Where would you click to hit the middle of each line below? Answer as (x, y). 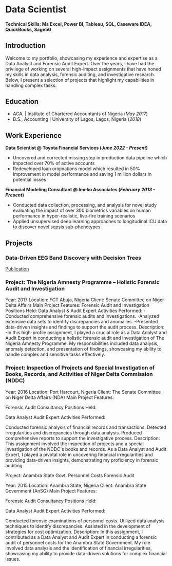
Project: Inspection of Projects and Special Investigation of (80, 368)
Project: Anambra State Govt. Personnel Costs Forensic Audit (70, 475)
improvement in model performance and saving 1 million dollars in (82, 174)
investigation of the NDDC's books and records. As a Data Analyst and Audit (86, 449)
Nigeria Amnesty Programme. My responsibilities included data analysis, (82, 343)
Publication (17, 269)
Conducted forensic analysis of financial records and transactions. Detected (86, 427)
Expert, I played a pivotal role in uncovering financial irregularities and (79, 454)
